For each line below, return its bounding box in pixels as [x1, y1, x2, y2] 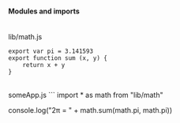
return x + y [22, 61, 66, 69]
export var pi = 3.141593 [8, 47, 93, 55]
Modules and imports [8, 6, 81, 16]
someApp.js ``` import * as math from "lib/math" [8, 91, 163, 100]
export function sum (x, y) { [8, 54, 108, 62]
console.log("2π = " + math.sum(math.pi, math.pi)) [8, 106, 173, 115]
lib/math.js [8, 32, 43, 42]
